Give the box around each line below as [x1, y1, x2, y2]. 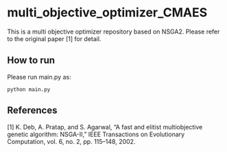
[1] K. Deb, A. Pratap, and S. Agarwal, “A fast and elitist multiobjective [7, 123, 203, 131]
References [7, 105, 58, 116]
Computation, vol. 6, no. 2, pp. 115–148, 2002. [7, 137, 136, 145]
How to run [7, 55, 56, 66]
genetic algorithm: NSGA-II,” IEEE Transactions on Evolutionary [7, 130, 185, 138]
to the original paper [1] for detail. [7, 34, 101, 42]
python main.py [7, 86, 51, 93]
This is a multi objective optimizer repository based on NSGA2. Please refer [7, 27, 220, 36]
